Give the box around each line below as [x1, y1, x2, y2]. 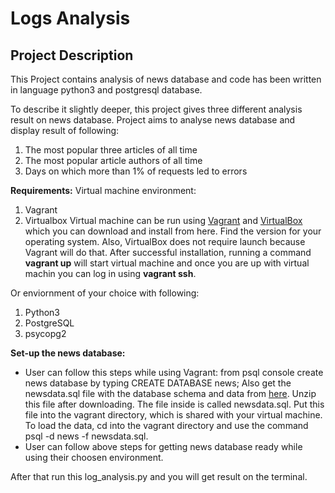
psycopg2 [24, 328, 67, 339]
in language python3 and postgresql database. [10, 84, 203, 96]
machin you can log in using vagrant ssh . [24, 268, 197, 279]
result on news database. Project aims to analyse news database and [10, 114, 296, 126]
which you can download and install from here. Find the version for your [24, 225, 322, 237]
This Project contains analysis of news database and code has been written [10, 73, 322, 85]
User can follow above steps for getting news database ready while [24, 441, 303, 452]
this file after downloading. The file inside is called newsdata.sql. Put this [24, 398, 325, 410]
